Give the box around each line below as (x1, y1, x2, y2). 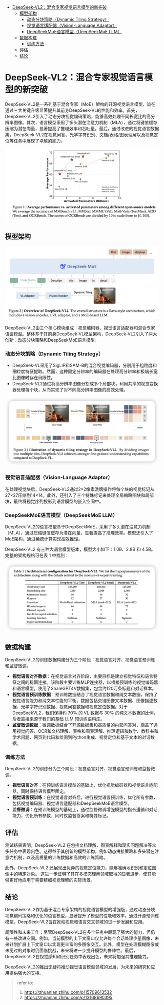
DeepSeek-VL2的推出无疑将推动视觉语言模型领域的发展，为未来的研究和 (5, 964, 151, 970)
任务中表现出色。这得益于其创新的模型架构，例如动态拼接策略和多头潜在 (9, 848, 155, 854)
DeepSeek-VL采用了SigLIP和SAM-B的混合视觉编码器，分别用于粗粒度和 (12, 363, 157, 369)
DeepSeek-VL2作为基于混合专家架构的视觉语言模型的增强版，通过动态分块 (5, 907, 155, 913)
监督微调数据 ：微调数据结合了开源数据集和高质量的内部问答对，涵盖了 (12, 722, 154, 728)
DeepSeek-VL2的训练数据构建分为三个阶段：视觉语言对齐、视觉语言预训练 (5, 657, 155, 663)
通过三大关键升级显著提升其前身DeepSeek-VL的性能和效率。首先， (5, 107, 140, 113)
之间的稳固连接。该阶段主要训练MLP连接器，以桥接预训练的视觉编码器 (16, 679, 159, 685)
